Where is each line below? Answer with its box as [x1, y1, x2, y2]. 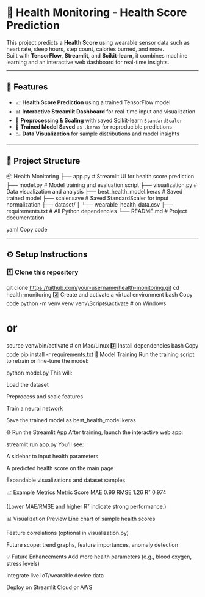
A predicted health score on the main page [6, 465, 114, 472]
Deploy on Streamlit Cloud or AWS [6, 584, 93, 591]
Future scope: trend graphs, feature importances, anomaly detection [6, 541, 179, 549]
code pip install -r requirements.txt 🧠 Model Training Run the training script [6, 351, 195, 358]
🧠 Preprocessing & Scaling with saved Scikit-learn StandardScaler [15, 116, 183, 124]
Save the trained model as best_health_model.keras [6, 417, 136, 424]
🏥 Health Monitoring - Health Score [6, 6, 187, 20]
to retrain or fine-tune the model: [6, 357, 89, 365]
